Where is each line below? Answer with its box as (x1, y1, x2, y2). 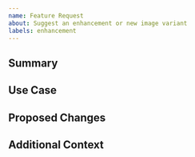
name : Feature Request (8, 11, 84, 20)
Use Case (8, 83, 58, 97)
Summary (8, 56, 58, 70)
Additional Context (8, 138, 104, 151)
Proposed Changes (8, 111, 106, 124)
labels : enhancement (8, 26, 78, 34)
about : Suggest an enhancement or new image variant (8, 19, 188, 27)
